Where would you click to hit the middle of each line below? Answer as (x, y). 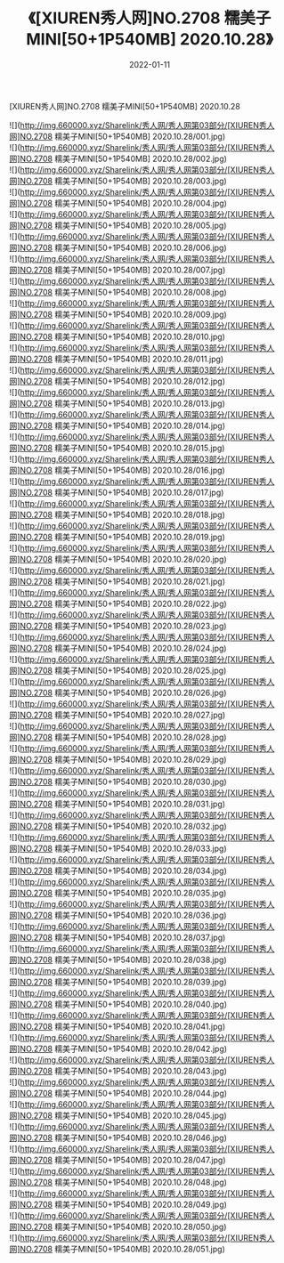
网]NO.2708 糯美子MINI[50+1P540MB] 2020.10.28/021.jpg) (117, 581)
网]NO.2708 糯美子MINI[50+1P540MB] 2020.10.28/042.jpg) (118, 1048)
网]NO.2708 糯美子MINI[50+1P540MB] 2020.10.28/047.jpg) (118, 1160)
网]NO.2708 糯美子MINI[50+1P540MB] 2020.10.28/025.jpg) (118, 670)
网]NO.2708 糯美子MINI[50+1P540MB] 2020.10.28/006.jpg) (118, 247)
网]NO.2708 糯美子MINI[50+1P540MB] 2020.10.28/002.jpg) (118, 158)
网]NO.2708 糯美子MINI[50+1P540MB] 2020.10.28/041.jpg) (117, 1026)
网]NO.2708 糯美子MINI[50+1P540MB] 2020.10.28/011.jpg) (117, 359)
